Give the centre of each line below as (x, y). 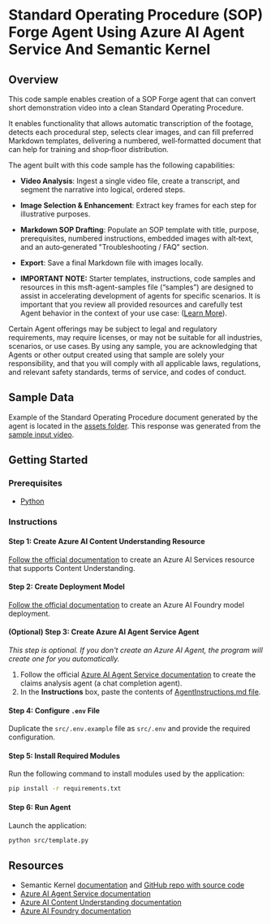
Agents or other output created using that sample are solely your (116, 355)
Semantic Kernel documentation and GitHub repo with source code (132, 885)
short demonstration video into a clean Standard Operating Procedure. (126, 108)
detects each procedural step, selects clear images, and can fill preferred (131, 132)
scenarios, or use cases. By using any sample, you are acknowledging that (133, 346)
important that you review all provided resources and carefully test (131, 304)
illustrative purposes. (55, 214)
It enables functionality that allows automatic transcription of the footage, (131, 123)
